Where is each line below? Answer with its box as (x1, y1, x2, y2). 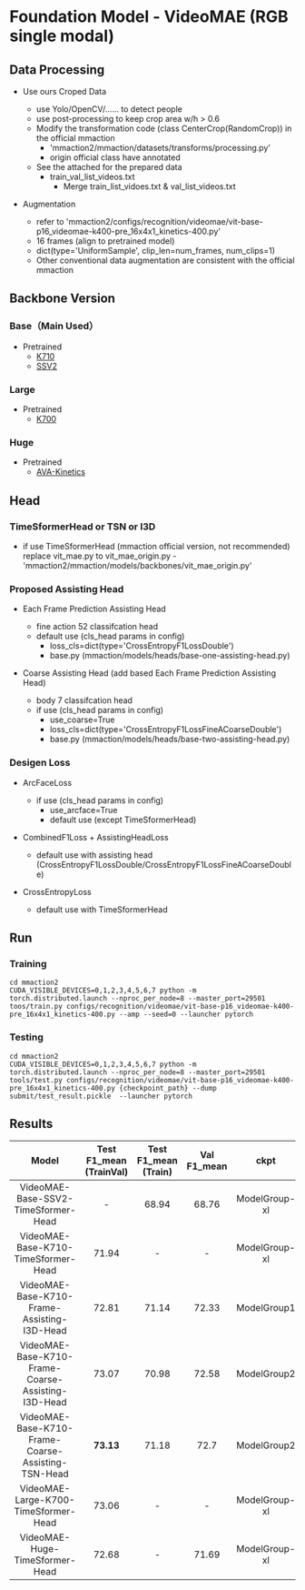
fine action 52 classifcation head (35, 621, 159, 632)
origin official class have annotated (49, 152, 182, 163)
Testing (9, 1031, 44, 1043)
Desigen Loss (9, 757, 71, 770)
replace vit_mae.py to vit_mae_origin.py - (22, 550, 177, 561)
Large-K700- (15, 1494, 75, 1506)
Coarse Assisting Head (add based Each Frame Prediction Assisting (22, 668, 277, 679)
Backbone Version (9, 291, 116, 307)
